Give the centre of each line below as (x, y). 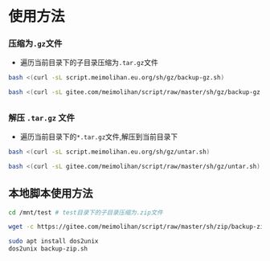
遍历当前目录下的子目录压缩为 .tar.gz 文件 (89, 63)
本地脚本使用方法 (51, 194)
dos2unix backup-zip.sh (48, 249)
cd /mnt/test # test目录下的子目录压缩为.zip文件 (86, 212)
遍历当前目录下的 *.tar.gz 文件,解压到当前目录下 (99, 137)
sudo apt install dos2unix (53, 242)
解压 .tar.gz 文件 (41, 117)
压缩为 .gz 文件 (35, 43)
